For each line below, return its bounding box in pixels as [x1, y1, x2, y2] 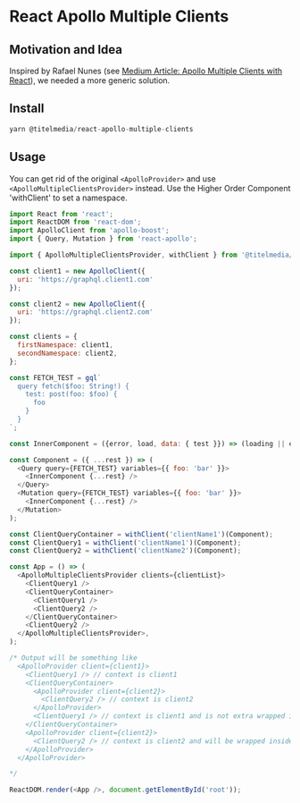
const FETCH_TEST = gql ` [9, 373, 102, 382]
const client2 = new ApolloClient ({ [9, 300, 146, 309]
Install [9, 101, 45, 116]
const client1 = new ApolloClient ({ [9, 266, 146, 275]
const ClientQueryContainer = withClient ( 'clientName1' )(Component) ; [9, 529, 274, 538]
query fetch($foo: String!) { [17, 382, 129, 391]
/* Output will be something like [9, 654, 138, 663]
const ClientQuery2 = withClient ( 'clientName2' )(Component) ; [9, 546, 242, 555]
